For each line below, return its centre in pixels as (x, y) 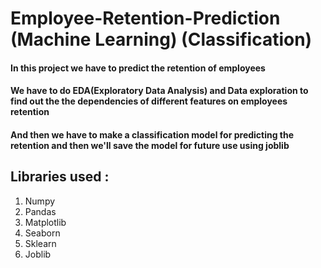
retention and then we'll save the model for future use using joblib (150, 145)
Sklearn (40, 243)
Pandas (40, 211)
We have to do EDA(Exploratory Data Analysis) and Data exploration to (159, 91)
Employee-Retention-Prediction (145, 18)
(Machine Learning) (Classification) (161, 39)
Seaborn (42, 233)
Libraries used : (60, 177)
